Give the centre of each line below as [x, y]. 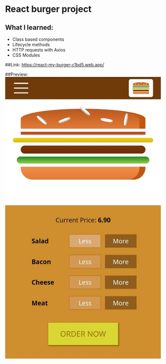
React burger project [48, 9]
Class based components [38, 39]
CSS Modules [26, 55]
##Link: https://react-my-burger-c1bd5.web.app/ [55, 65]
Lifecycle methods [31, 45]
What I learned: [29, 28]
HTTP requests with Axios [39, 50]
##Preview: [17, 74]
